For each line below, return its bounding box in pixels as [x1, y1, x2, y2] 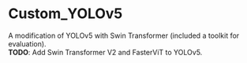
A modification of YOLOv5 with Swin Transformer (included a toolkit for [8, 31, 240, 40]
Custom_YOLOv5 [8, 5, 123, 23]
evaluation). [8, 39, 47, 48]
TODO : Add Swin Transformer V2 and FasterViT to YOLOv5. [8, 47, 203, 57]
